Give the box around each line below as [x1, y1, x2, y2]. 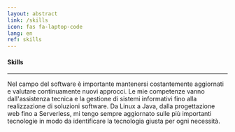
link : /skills [7, 17, 49, 24]
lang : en [7, 29, 33, 37]
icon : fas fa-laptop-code [7, 23, 83, 30]
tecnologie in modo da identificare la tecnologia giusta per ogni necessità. [7, 117, 220, 126]
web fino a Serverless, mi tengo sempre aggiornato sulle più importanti [7, 110, 212, 118]
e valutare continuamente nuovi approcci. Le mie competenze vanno [7, 87, 205, 96]
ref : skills [7, 36, 42, 43]
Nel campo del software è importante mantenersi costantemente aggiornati [7, 80, 224, 88]
